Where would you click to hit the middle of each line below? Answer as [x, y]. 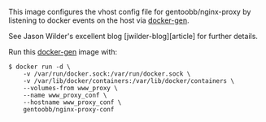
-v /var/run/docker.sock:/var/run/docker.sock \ [107, 74]
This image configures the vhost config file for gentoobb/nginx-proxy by [130, 12]
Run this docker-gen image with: [63, 52]
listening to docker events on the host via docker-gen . [99, 20]
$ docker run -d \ [39, 67]
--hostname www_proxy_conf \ [72, 102]
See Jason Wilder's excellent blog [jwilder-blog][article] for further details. [133, 36]
